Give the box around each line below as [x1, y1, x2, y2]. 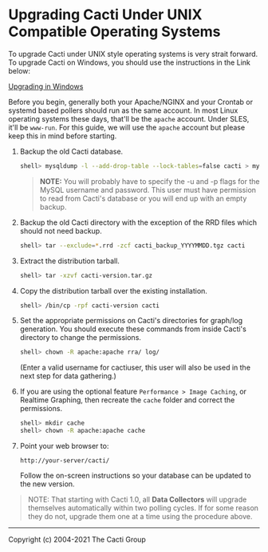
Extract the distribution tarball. [19, 256, 120, 266]
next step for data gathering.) [19, 371, 117, 381]
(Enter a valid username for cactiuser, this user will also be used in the [19, 362, 251, 373]
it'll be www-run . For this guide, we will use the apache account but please [8, 122, 246, 132]
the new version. [19, 479, 75, 489]
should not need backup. [19, 226, 102, 235]
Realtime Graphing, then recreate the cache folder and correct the [19, 395, 235, 405]
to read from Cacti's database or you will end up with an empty [39, 194, 247, 203]
